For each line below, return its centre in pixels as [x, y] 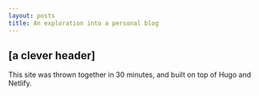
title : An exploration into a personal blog [84, 23]
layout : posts [32, 16]
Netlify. [20, 83]
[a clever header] [52, 56]
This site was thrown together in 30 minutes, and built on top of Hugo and [130, 75]
